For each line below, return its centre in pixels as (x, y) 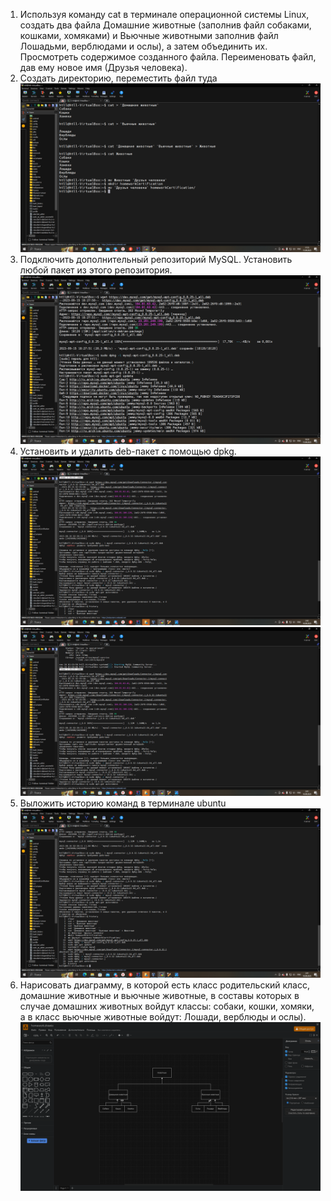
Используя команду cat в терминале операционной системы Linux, (164, 14)
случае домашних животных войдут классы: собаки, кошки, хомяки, (167, 1006)
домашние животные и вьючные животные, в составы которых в (159, 995)
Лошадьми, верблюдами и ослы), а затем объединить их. (143, 46)
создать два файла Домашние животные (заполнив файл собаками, (165, 25)
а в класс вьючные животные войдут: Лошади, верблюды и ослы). (163, 1016)
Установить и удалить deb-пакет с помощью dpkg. (128, 451)
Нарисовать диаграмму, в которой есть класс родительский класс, (165, 985)
